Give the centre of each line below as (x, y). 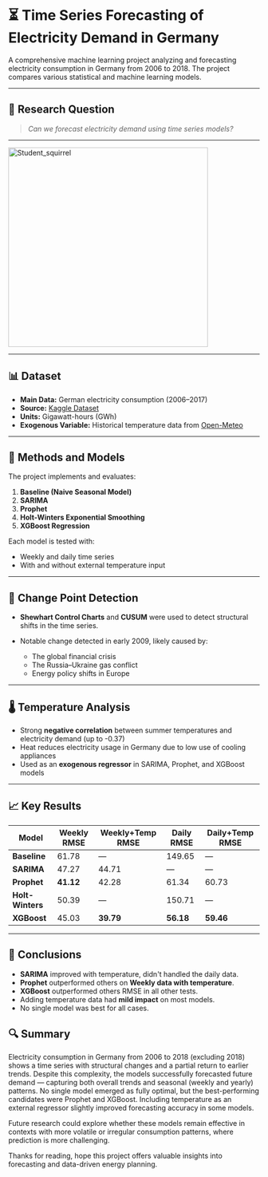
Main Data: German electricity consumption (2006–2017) (114, 399)
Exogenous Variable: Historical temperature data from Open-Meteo (131, 425)
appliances (38, 756)
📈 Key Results (45, 806)
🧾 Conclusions (45, 955)
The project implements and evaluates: (72, 476)
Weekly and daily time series (67, 557)
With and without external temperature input (93, 565)
